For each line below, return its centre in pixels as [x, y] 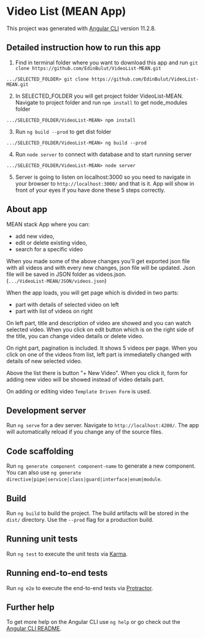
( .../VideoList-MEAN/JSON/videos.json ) [56, 280]
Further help [31, 608]
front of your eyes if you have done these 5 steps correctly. [90, 190]
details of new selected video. [44, 361]
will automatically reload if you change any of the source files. [85, 432]
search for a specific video [49, 249]
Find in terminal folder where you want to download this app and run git [106, 62]
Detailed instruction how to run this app [83, 48]
